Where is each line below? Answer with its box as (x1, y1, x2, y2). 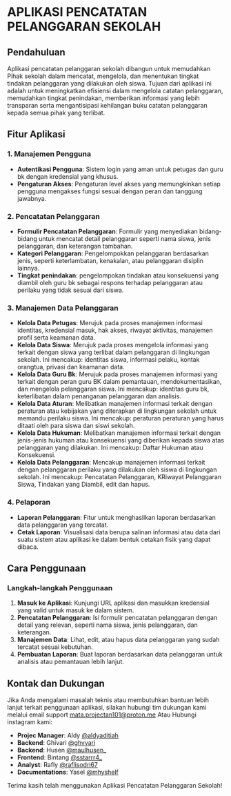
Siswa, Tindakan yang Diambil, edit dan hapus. (17, 480, 150, 489)
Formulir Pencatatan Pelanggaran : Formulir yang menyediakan (17, 227, 198, 235)
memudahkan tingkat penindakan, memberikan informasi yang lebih (7, 94, 200, 102)
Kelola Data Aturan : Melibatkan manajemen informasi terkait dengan (17, 400, 212, 408)
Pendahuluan (7, 46, 66, 58)
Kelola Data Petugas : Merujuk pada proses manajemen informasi (17, 319, 203, 327)
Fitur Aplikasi (7, 128, 66, 140)
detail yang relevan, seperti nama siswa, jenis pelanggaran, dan (17, 621, 198, 629)
